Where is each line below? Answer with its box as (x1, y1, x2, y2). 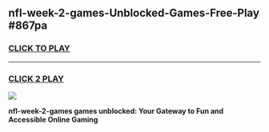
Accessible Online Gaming (8, 114, 98, 124)
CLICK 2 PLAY (8, 73, 64, 84)
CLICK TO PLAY (8, 43, 70, 54)
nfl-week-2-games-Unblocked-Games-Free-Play (8, 6, 260, 20)
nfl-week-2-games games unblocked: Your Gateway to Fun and (8, 106, 224, 115)
